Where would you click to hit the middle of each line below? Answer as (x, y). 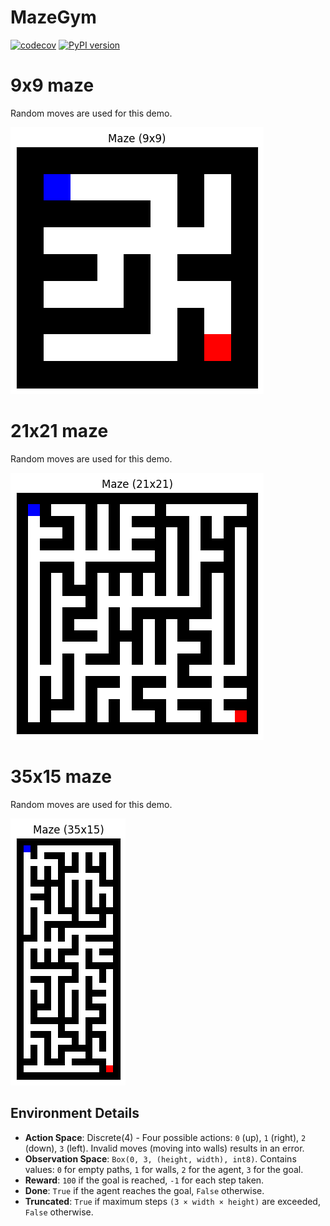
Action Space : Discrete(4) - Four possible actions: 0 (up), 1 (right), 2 (165, 1137)
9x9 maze (52, 85)
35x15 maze (61, 777)
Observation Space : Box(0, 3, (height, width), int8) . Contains (160, 1158)
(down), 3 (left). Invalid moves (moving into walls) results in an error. (164, 1148)
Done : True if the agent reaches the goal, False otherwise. (144, 1190)
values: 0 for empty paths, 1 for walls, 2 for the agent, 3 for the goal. (164, 1169)
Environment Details (75, 1113)
